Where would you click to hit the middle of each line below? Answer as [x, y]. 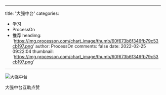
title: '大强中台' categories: [32, 13]
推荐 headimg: [27, 35]
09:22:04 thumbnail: [33, 51]
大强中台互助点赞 [22, 87]
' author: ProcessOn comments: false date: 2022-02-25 [89, 46]
